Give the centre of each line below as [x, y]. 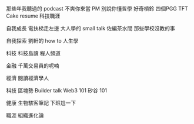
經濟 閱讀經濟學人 [27, 78]
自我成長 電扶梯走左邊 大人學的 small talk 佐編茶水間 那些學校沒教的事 [91, 28]
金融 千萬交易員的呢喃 [33, 66]
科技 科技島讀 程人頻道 [33, 53]
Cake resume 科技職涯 [33, 16]
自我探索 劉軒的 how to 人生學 [42, 41]
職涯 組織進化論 [25, 115]
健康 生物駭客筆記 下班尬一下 [41, 103]
